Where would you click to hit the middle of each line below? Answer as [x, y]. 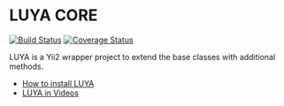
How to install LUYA [58, 83]
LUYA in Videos [50, 93]
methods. [27, 66]
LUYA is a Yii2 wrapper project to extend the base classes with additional [142, 57]
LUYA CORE [54, 15]
